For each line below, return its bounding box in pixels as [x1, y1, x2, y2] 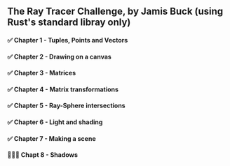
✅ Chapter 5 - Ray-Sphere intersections [7, 101, 126, 110]
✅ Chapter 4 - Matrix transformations [7, 85, 119, 93]
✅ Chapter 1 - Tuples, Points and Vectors [7, 36, 128, 44]
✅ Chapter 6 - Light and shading [7, 118, 103, 126]
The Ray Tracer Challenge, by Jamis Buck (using [7, 6, 224, 17]
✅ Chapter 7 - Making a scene [7, 134, 96, 142]
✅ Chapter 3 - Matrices [7, 69, 76, 77]
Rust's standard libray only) [7, 17, 131, 29]
